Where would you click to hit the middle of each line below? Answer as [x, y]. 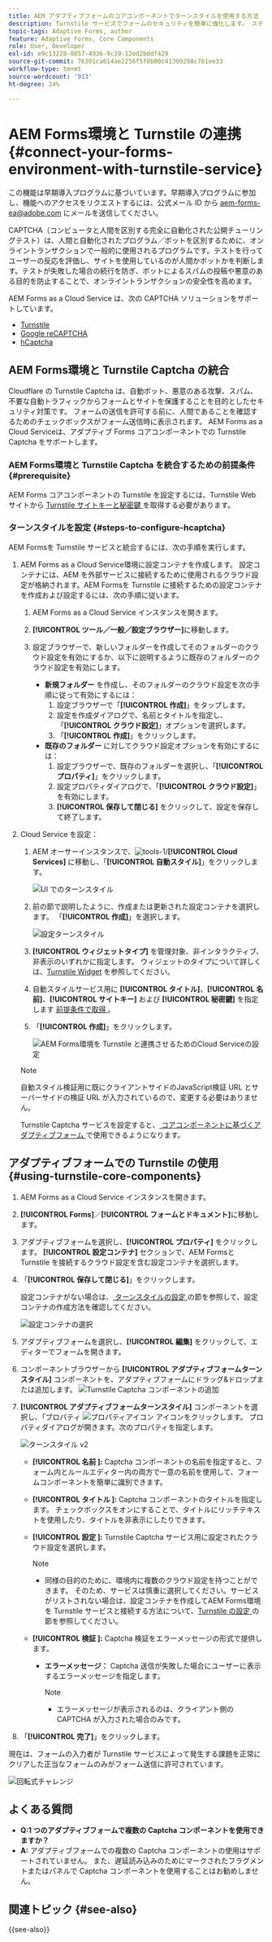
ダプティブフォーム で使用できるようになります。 [102, 1135]
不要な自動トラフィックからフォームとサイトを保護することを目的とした [129, 401]
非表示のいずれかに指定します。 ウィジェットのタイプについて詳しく [147, 961]
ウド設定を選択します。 [71, 1547]
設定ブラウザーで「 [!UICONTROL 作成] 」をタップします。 [153, 704]
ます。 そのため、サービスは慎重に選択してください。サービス [155, 1590]
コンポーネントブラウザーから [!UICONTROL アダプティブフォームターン [141, 1369]
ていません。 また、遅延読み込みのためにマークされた [138, 1861]
